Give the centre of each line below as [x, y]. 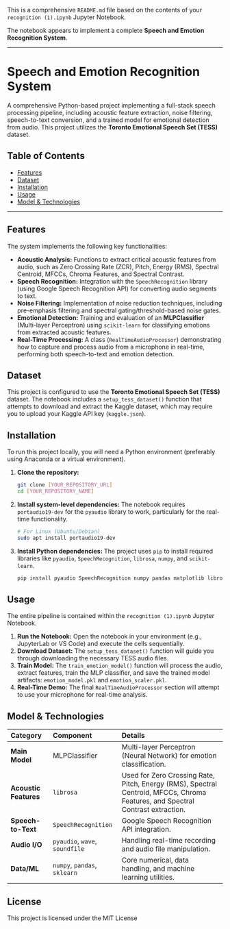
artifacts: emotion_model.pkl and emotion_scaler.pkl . [92, 680]
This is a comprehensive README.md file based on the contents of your [105, 10]
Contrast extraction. [154, 810]
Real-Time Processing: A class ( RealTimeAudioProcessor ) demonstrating [119, 339]
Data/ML [25, 869]
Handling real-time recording [168, 841]
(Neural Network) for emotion [169, 756]
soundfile [68, 849]
